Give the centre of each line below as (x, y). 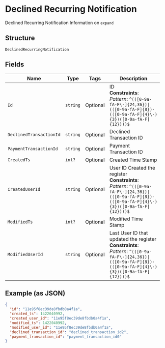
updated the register (133, 239)
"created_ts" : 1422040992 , (37, 314)
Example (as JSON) (35, 293)
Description (134, 78)
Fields (15, 65)
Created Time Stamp (133, 160)
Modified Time (126, 219)
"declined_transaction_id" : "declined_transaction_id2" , (69, 332)
